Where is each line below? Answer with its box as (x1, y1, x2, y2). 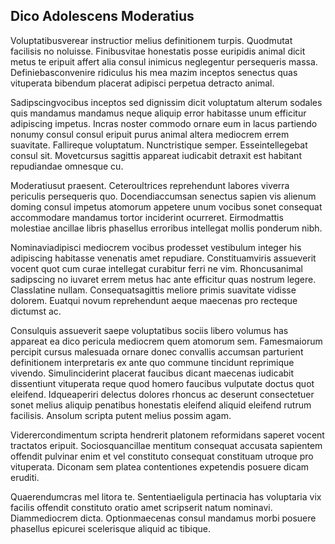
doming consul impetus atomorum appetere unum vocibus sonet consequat (10, 200, 323, 213)
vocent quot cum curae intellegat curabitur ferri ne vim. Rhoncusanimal (10, 262, 303, 274)
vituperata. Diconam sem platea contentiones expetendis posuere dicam (10, 460, 310, 473)
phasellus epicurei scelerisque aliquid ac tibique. (10, 522, 211, 534)
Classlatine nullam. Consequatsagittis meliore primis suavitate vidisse (10, 284, 297, 296)
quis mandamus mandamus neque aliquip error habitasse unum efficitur (10, 107, 307, 119)
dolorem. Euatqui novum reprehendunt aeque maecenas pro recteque (10, 294, 298, 306)
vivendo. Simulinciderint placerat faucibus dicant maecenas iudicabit (10, 367, 295, 379)
